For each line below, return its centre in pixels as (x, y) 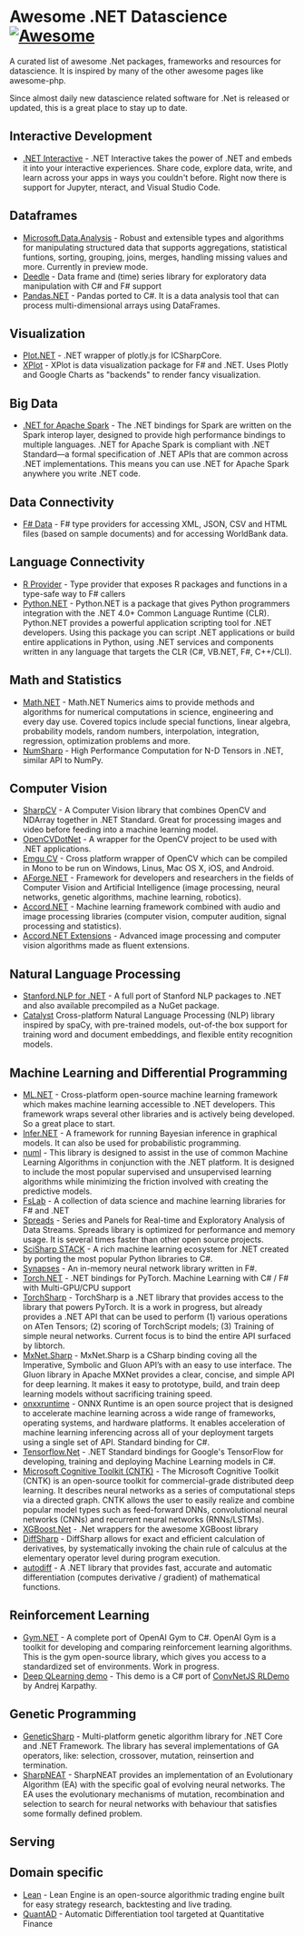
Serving (32, 1842)
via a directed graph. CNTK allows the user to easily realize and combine (158, 1500)
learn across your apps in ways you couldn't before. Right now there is (155, 177)
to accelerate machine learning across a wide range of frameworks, (149, 1414)
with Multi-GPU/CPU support (77, 1288)
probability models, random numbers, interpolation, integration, (141, 731)
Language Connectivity (77, 562)
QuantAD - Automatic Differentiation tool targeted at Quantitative (143, 1913)
